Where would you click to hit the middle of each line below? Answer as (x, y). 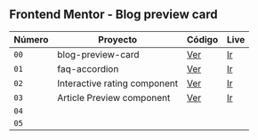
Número (31, 39)
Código (202, 39)
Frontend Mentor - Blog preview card (113, 15)
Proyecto (117, 39)
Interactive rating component (118, 83)
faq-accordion (88, 68)
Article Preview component (114, 97)
